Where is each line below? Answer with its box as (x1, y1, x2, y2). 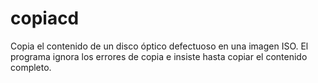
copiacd (10, 7, 80, 30)
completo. (10, 61, 52, 73)
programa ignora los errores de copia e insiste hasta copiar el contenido (10, 50, 308, 62)
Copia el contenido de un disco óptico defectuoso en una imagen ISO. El (10, 40, 309, 52)
